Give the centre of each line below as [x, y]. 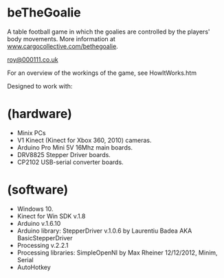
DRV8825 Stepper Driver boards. [64, 154]
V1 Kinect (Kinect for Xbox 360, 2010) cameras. [84, 140]
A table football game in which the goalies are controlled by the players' [109, 32]
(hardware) [40, 114]
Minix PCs [31, 132]
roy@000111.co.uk [33, 59]
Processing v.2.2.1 [43, 245]
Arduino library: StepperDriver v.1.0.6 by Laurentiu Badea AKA [104, 231]
